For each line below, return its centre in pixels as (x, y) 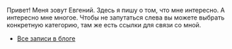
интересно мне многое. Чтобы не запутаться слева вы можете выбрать (116, 17)
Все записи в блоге (46, 38)
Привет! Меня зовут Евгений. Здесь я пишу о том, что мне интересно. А (116, 10)
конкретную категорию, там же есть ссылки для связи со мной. (104, 25)
